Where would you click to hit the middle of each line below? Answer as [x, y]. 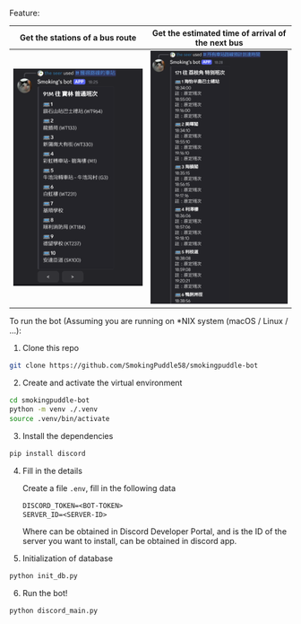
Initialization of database [68, 558]
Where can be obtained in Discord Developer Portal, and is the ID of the [155, 532]
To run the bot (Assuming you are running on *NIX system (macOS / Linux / [149, 321]
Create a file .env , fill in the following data [99, 488]
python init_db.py [43, 576]
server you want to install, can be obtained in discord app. [129, 541]
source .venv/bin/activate [60, 419]
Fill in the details [52, 471]
